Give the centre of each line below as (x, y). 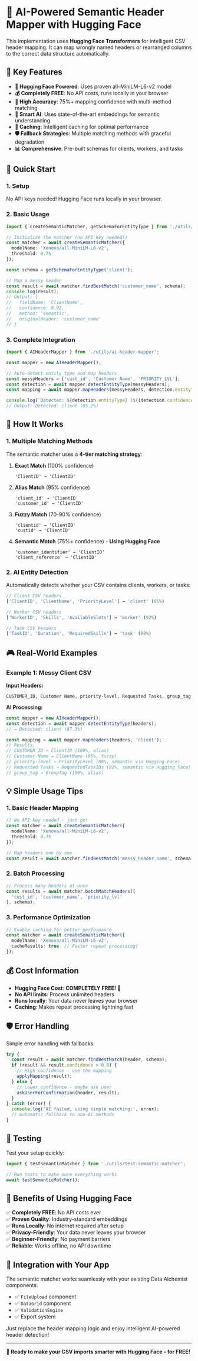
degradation (29, 142)
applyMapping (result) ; (44, 1076)
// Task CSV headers (32, 628)
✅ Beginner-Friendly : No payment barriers (58, 1239)
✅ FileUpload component (45, 1297)
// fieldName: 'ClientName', (44, 303)
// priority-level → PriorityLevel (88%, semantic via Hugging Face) (93, 762)
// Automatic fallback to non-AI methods (63, 1115)
